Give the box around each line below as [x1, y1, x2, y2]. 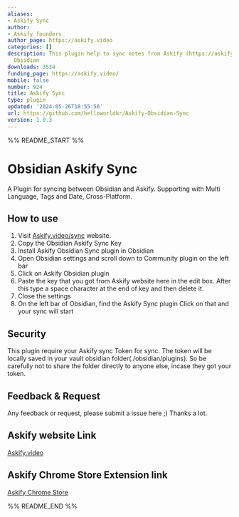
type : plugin [7, 97, 46, 104]
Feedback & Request [7, 390, 101, 402]
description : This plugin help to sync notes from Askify [7, 51, 183, 58]
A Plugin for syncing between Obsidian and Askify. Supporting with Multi [7, 184, 221, 193]
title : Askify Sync [7, 90, 65, 97]
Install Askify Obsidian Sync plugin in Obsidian [17, 246, 154, 255]
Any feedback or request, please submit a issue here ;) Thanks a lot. [7, 409, 208, 417]
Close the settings [17, 292, 71, 301]
